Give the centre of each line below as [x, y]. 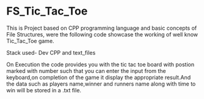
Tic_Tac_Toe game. [30, 41]
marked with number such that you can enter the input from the [86, 70]
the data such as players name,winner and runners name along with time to [101, 84]
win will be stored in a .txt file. [44, 90]
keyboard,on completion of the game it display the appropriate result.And [99, 77]
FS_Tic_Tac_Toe [47, 11]
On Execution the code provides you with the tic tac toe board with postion [100, 64]
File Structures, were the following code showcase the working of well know [102, 34]
